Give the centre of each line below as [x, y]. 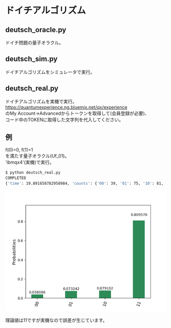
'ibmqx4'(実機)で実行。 [30, 162]
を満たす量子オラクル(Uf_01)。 [37, 156]
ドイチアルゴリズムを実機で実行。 [41, 101]
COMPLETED [16, 178]
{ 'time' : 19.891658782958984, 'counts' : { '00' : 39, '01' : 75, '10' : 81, [84, 184]
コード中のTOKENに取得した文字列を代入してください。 [65, 119]
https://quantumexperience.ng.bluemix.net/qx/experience [66, 107]
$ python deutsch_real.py [33, 173]
